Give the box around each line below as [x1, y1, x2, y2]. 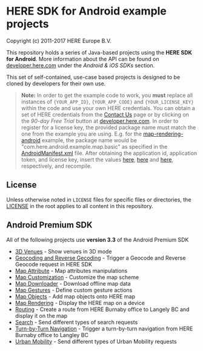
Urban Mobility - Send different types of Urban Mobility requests [15, 338, 177, 345]
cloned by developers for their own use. [6, 80, 106, 87]
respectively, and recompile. [21, 162, 92, 169]
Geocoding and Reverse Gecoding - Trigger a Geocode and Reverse [15, 254, 186, 261]
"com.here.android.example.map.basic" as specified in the [21, 143, 168, 150]
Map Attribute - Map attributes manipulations [15, 267, 128, 274]
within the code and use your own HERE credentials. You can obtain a [21, 104, 195, 111]
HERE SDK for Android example [6, 4, 167, 18]
